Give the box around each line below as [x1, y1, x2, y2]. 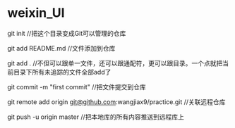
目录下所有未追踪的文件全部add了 [13, 68, 112, 76]
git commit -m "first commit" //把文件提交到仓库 [7, 82, 146, 91]
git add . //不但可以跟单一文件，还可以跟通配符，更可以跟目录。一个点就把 [7, 58, 223, 68]
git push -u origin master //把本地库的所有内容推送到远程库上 [7, 113, 185, 121]
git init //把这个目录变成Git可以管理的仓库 [7, 29, 126, 37]
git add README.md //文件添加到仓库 [7, 44, 116, 52]
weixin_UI [7, 5, 65, 21]
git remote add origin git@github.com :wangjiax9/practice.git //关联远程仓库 [7, 97, 226, 106]
